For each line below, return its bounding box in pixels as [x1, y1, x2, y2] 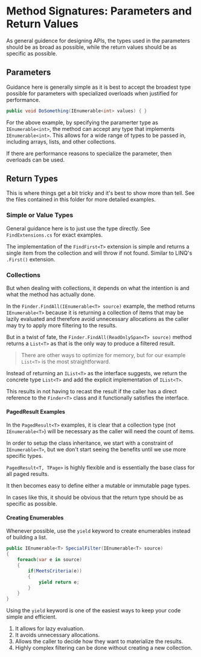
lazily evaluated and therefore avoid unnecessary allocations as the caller [6, 316, 189, 323]
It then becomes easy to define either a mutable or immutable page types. [6, 482, 191, 489]
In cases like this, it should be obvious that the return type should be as [6, 494, 183, 501]
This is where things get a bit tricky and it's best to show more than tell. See [6, 189, 195, 197]
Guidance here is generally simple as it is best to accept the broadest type [6, 83, 191, 90]
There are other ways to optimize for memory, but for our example [21, 352, 186, 359]
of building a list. [6, 534, 48, 541]
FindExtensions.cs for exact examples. [6, 231, 103, 238]
